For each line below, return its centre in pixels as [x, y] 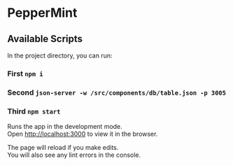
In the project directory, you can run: [60, 55]
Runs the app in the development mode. [65, 127]
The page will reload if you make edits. [63, 148]
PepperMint [42, 13]
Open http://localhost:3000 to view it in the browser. [83, 134]
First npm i [25, 74]
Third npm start [34, 111]
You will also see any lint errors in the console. [74, 155]
